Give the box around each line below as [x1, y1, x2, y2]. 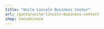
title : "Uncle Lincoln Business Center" [5, 7, 91, 12]
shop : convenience [5, 16, 43, 21]
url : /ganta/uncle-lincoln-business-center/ [5, 12, 99, 17]
